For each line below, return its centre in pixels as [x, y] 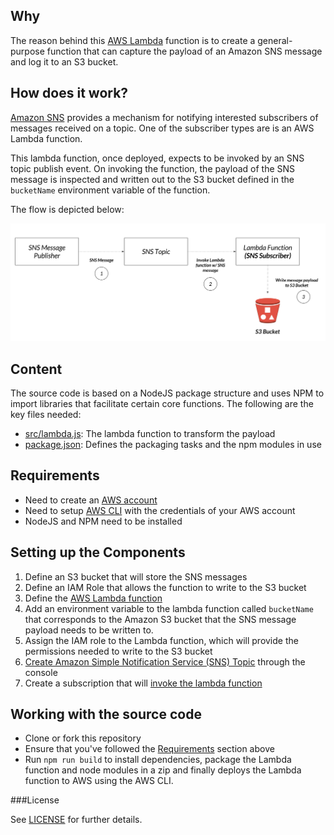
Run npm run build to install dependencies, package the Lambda [158, 760]
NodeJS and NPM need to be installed [103, 521]
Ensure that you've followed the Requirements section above [149, 749]
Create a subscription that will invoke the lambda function [143, 683]
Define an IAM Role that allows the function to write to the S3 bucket [165, 587]
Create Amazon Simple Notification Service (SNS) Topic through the [165, 661]
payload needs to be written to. [89, 630]
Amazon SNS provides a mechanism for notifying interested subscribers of [164, 117]
